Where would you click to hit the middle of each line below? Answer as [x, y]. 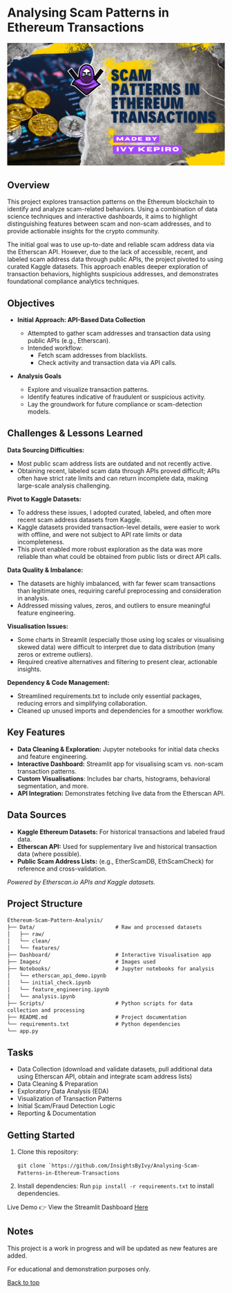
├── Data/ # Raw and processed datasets [105, 927]
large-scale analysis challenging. [64, 485]
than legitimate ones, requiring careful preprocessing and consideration [119, 591]
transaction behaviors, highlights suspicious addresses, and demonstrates [113, 274]
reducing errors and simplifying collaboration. [82, 703]
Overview [29, 185]
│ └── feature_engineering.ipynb [58, 990]
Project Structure [45, 903]
